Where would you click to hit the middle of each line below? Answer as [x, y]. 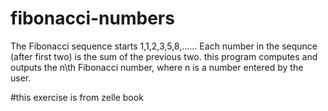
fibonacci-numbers [92, 18]
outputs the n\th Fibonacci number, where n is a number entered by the [157, 67]
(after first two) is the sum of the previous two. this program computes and [164, 56]
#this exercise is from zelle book [77, 97]
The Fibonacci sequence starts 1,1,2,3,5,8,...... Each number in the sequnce [164, 46]
